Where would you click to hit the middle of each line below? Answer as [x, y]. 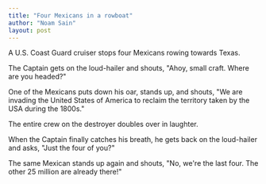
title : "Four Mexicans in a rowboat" [71, 15]
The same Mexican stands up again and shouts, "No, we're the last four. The [133, 163]
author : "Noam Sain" [42, 23]
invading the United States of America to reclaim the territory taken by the [129, 101]
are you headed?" [37, 77]
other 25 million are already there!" [65, 172]
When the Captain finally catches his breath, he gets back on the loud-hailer [133, 140]
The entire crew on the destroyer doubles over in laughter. [103, 125]
